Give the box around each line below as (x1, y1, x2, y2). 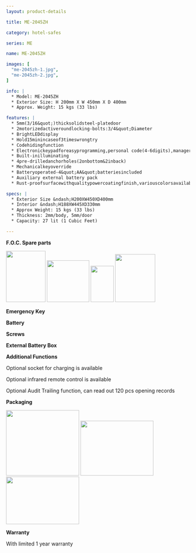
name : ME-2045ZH (6, 51, 45, 57)
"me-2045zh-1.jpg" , (11, 67, 59, 73)
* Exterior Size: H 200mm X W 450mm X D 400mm (11, 99, 127, 105)
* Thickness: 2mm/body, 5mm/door (11, 213, 93, 219)
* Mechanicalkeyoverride (11, 164, 72, 170)
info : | (6, 88, 25, 94)
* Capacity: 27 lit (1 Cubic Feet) (11, 218, 98, 224)
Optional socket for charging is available (6, 364, 103, 371)
